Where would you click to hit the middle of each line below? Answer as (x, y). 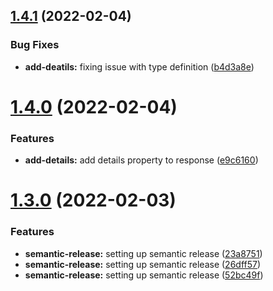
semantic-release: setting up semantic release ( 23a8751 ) (143, 253)
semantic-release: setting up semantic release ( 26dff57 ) (143, 264)
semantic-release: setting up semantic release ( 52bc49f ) (144, 275)
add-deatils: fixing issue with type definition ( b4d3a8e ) (139, 66)
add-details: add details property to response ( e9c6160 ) (141, 160)
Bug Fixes (35, 45)
